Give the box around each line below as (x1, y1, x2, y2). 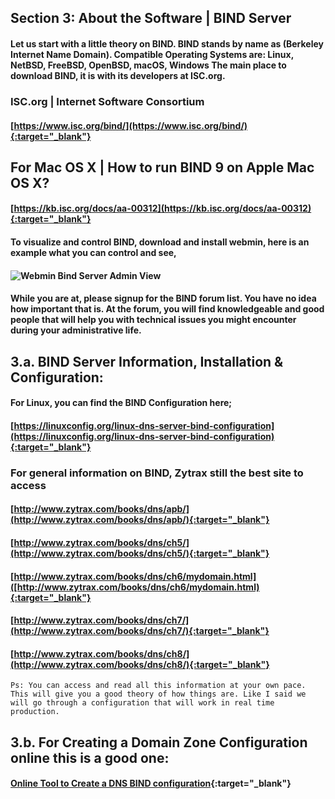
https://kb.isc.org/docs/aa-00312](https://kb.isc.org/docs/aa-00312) (13, 202, 312, 215)
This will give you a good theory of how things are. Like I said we (10, 689, 307, 700)
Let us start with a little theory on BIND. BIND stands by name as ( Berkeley (10, 37, 324, 50)
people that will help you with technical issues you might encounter (10, 314, 297, 326)
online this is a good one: (10, 749, 170, 766)
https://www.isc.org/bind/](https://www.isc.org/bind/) (13, 119, 248, 131)
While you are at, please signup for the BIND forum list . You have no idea (10, 292, 317, 305)
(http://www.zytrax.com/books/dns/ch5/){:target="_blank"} (10, 547, 270, 559)
